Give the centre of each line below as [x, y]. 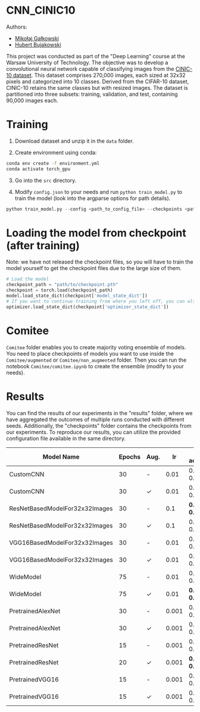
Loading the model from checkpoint [96, 233]
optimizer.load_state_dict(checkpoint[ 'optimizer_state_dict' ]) [87, 307]
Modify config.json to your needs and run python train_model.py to [99, 192]
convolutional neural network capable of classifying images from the [90, 68]
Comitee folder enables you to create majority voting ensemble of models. [96, 347]
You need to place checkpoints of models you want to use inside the [90, 353]
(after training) [43, 245]
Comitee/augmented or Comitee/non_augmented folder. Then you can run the [96, 360]
